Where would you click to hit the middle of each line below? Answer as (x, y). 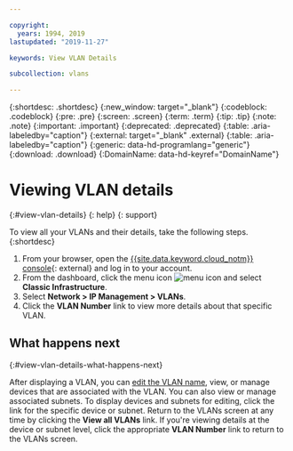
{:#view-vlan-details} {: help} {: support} (83, 215)
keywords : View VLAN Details (63, 58)
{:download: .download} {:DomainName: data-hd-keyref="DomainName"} (144, 154)
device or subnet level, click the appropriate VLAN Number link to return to (146, 429)
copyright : (29, 25)
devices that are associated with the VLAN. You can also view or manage (143, 391)
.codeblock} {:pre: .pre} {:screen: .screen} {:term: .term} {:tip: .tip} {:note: (143, 117)
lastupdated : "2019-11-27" (59, 42)
